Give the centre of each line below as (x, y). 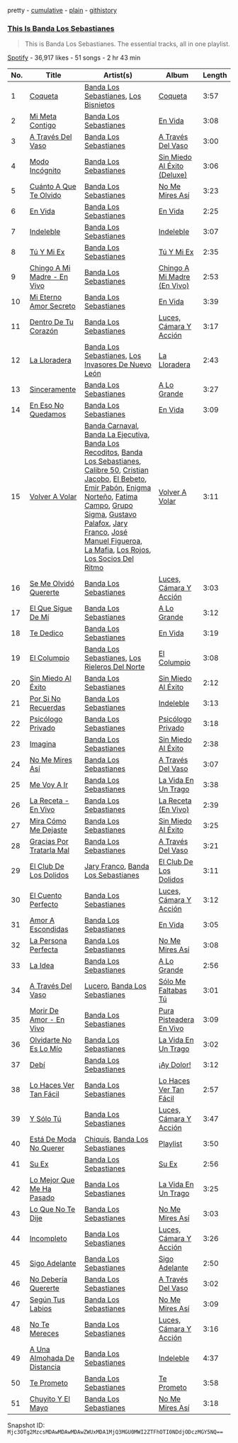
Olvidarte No (51, 1040)
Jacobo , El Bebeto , (115, 479)
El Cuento (46, 896)
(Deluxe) (173, 175)
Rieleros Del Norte (114, 667)
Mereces (44, 1334)
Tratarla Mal (49, 850)
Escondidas (49, 930)
